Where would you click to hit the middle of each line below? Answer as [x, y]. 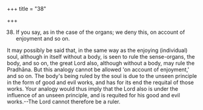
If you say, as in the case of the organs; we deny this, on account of [100, 32]
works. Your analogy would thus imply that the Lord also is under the [92, 89]
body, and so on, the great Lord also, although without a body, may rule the [101, 63]
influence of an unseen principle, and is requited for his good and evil [94, 95]
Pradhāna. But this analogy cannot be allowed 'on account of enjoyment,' [98, 70]
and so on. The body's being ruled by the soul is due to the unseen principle [102, 76]
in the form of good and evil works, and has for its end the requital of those [101, 82]
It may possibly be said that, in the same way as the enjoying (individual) [97, 50]
